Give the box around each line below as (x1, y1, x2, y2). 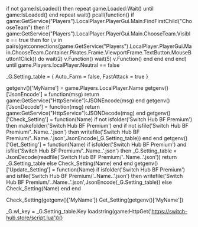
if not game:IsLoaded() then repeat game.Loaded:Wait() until (6, 5, 154, 12)
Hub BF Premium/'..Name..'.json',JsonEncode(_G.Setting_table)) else (6, 179, 173, 186)
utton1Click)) (6, 56, 37, 62)
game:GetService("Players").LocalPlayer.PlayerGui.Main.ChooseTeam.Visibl (6, 30, 191, 37)
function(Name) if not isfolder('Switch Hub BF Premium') (54, 116, 193, 123)
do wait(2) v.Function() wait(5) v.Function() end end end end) (37, 56, 187, 62)
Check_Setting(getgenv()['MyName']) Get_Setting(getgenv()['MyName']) (6, 196, 184, 203)
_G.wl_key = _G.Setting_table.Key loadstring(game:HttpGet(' (6, 208, 152, 215)
